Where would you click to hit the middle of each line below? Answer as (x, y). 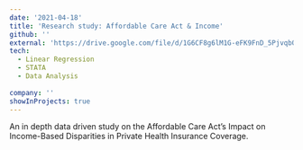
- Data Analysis (48, 76)
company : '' (32, 93)
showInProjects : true (50, 101)
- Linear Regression (56, 59)
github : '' (30, 34)
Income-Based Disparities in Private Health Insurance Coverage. (129, 137)
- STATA (32, 68)
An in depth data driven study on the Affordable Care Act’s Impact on (138, 127)
